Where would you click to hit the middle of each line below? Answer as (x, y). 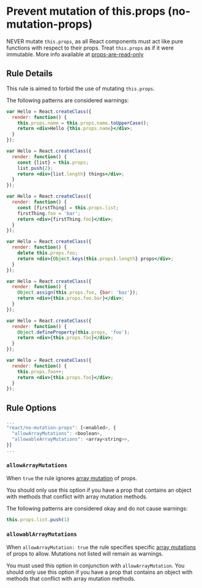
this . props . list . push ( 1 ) (38, 519)
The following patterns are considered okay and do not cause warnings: (97, 508)
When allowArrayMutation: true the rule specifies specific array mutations (101, 547)
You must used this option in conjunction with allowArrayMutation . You (95, 565)
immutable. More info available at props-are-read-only (75, 54)
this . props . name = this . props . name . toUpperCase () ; (83, 123)
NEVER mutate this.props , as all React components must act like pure (95, 41)
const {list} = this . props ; (53, 162)
